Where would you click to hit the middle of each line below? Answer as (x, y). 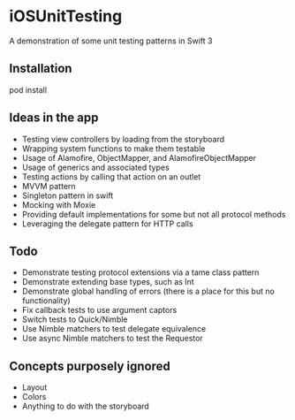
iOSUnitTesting (66, 16)
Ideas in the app (54, 118)
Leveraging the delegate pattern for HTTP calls (107, 224)
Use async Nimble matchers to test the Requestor (112, 339)
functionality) (46, 301)
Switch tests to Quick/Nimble (75, 319)
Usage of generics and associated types (95, 167)
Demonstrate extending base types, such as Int (108, 282)
